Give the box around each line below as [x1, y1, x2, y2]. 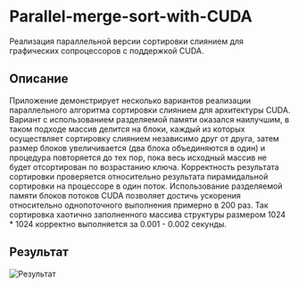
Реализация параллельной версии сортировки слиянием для [9, 36, 244, 47]
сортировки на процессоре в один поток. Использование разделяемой [9, 181, 283, 191]
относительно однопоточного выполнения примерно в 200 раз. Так [9, 199, 269, 210]
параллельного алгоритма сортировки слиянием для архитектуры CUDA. [9, 105, 291, 115]
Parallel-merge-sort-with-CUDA [9, 6, 252, 27]
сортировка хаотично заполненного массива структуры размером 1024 [9, 208, 286, 220]
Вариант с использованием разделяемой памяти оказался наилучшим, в [9, 114, 290, 124]
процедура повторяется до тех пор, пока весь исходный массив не [9, 152, 268, 163]
